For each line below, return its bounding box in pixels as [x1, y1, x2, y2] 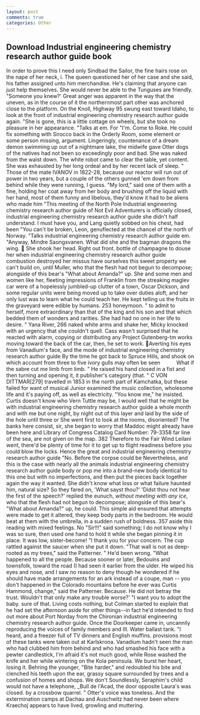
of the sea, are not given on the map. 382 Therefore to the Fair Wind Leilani [6, 435, 192, 443]
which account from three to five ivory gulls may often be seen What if [6, 359, 194, 366]
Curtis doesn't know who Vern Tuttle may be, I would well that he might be [6, 397, 189, 404]
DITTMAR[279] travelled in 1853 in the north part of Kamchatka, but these [6, 378, 188, 385]
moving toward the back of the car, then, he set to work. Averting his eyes [6, 340, 192, 347]
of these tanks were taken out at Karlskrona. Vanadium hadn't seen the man [6, 639, 193, 646]
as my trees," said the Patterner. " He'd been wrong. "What [23, 550, 169, 557]
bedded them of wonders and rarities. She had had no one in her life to [6, 315, 181, 322]
